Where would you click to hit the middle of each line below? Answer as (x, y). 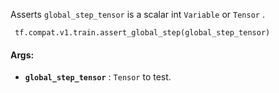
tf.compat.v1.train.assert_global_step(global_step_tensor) (142, 33)
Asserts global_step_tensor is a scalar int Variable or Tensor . (137, 14)
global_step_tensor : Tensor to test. (98, 77)
